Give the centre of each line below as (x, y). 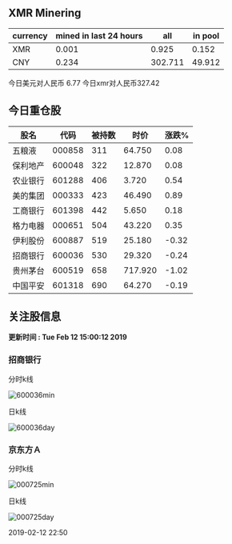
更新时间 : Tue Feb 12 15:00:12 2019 (68, 337)
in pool (206, 35)
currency (30, 35)
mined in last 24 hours (99, 35)
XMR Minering (45, 13)
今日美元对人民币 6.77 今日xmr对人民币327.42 (84, 82)
